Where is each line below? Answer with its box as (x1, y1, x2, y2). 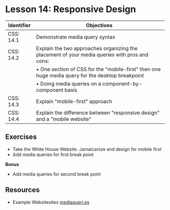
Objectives (86, 22, 113, 29)
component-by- (102, 80, 142, 87)
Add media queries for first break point (12, 151, 94, 157)
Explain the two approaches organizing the (36, 44, 138, 51)
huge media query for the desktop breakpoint (36, 72, 144, 79)
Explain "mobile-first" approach (36, 97, 112, 104)
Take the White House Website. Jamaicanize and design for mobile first (12, 146, 162, 152)
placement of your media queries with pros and (36, 51, 148, 58)
